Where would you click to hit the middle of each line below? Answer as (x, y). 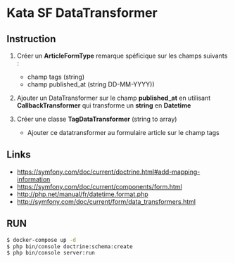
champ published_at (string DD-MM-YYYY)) (91, 84)
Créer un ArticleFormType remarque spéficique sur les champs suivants (122, 56)
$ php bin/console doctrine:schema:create (70, 246)
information (33, 179)
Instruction (31, 39)
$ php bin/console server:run (51, 253)
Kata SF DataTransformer (82, 13)
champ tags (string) (56, 77)
